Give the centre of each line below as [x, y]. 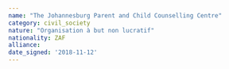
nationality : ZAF [37, 38]
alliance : [25, 45]
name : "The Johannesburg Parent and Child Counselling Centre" [115, 15]
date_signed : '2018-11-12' [53, 52]
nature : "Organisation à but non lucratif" [82, 30]
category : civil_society [49, 23]
